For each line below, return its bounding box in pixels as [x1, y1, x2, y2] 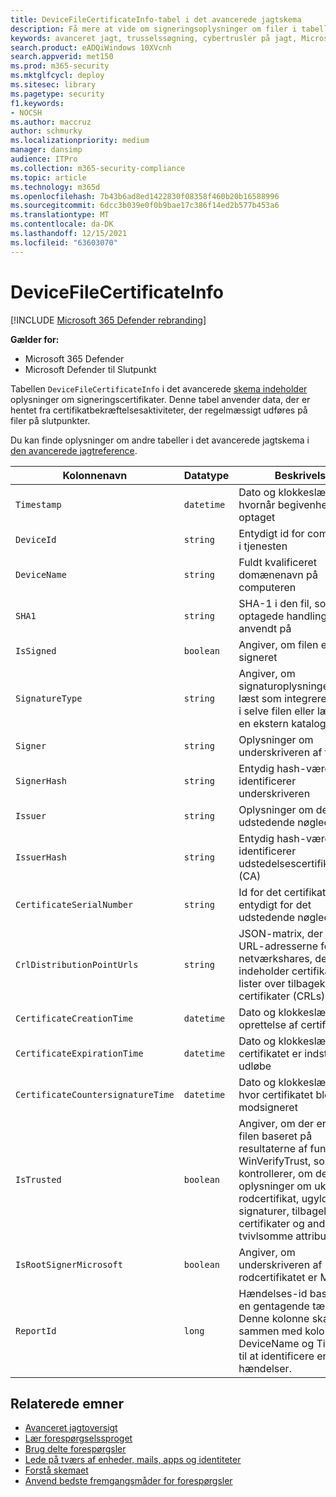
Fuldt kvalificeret [238, 555, 318, 569]
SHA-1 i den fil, [238, 596, 312, 610]
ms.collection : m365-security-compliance [10, 163, 186, 173]
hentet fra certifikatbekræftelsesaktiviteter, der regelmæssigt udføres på [10, 404, 308, 416]
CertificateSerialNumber [15, 899, 134, 910]
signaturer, [238, 1204, 290, 1218]
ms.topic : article [10, 172, 87, 183]
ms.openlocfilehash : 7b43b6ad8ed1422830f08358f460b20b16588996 [10, 191, 280, 201]
